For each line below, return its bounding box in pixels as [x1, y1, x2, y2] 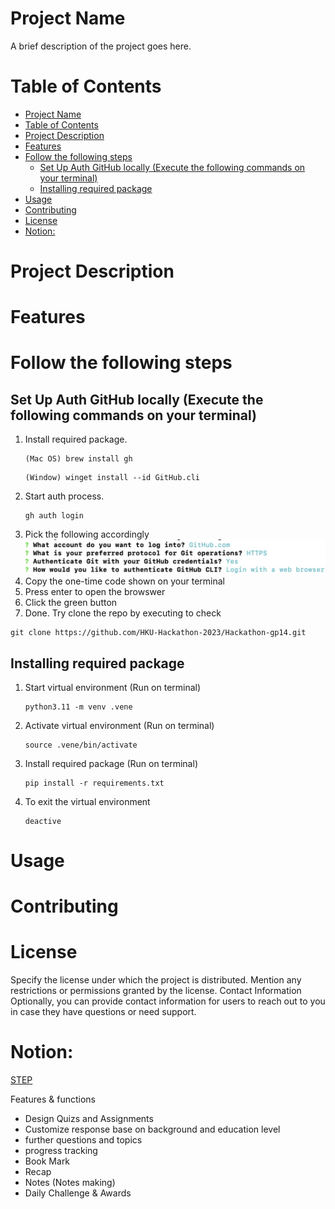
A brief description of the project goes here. [10, 40, 192, 52]
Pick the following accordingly [24, 528, 150, 541]
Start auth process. [24, 490, 105, 502]
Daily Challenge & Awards [24, 1187, 132, 1199]
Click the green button [24, 597, 118, 609]
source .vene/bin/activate [24, 740, 138, 750]
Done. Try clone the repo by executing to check [24, 607, 222, 619]
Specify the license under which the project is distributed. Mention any [10, 974, 302, 986]
